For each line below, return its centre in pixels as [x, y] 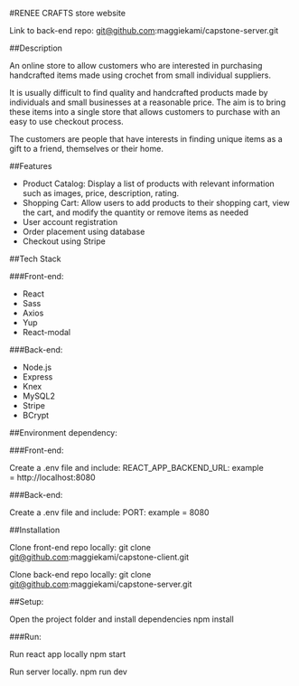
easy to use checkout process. [66, 122]
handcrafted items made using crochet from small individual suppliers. [140, 75]
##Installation [35, 530]
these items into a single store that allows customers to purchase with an [145, 112]
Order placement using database [84, 231]
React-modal [46, 332]
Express [37, 377]
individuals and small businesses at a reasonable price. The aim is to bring [148, 102]
